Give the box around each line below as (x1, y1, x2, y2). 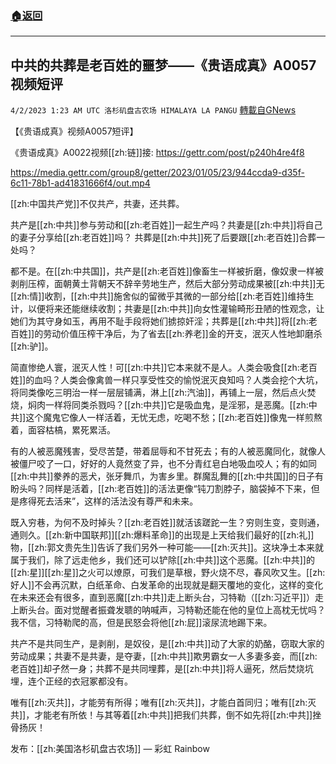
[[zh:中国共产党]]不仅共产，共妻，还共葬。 (10, 198, 185, 210)
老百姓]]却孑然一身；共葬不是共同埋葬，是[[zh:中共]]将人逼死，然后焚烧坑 (10, 663, 314, 675)
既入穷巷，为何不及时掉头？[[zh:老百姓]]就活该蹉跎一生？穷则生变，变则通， (10, 517, 325, 529)
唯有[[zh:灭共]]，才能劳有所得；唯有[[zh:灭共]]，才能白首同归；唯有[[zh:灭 (10, 697, 317, 709)
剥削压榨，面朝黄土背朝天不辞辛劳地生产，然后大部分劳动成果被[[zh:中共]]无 (10, 278, 325, 290)
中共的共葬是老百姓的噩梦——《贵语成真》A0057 (10, 57, 317, 74)
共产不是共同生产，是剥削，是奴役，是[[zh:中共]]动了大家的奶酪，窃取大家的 (10, 638, 325, 650)
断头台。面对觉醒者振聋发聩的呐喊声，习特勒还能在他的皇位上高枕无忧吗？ (18, 604, 326, 616)
